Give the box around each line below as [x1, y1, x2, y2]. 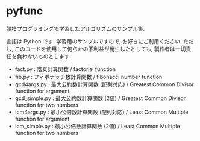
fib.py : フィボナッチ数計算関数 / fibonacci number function [14, 73, 163, 80]
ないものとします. [27, 52, 72, 60]
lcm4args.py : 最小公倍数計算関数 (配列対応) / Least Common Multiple [14, 108, 189, 116]
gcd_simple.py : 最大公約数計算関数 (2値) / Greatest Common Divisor [14, 95, 186, 102]
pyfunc [6, 4, 43, 18]
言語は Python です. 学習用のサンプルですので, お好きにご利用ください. [6, 37, 182, 45]
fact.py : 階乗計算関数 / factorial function [14, 65, 116, 73]
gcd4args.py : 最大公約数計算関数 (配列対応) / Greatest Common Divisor [14, 80, 194, 88]
